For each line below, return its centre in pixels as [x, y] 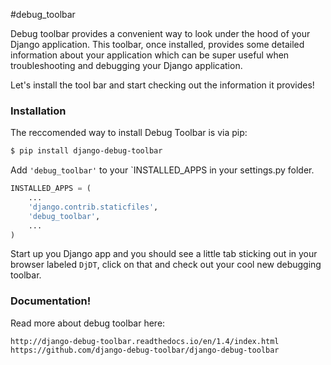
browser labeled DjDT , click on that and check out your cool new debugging [166, 265]
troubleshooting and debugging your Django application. [126, 65]
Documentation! [51, 301]
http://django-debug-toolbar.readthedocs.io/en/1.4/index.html [145, 341]
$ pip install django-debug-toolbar [86, 151]
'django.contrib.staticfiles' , [93, 207]
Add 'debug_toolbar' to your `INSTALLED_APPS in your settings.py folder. [162, 170]
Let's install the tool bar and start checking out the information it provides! [162, 85]
